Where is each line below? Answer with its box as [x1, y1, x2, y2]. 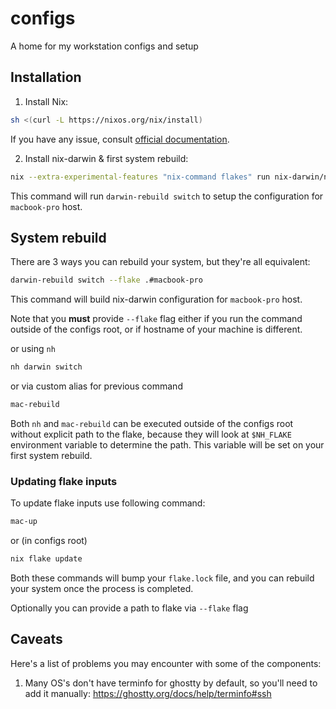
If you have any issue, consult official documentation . [10, 133, 230, 145]
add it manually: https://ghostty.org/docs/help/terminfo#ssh [24, 687, 272, 699]
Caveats [10, 631, 63, 648]
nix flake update [10, 554, 83, 564]
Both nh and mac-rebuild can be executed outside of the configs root [10, 417, 294, 429]
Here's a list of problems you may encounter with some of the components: [10, 657, 322, 669]
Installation [10, 69, 82, 86]
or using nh [10, 343, 56, 355]
